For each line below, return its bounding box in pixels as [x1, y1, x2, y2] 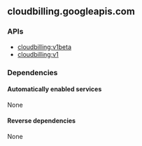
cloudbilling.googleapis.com [7, 6, 135, 18]
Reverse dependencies [7, 117, 76, 125]
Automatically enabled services [7, 85, 102, 93]
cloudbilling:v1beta [17, 42, 72, 51]
